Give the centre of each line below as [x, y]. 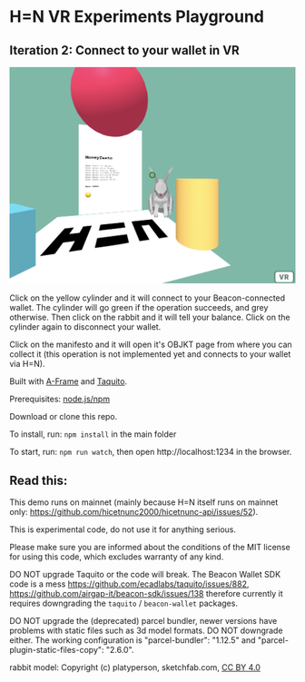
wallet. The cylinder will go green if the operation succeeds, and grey [139, 308]
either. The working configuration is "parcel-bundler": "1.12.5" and [133, 640]
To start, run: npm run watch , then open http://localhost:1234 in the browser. [151, 452]
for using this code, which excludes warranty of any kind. [117, 557]
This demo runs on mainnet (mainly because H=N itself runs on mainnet [144, 502]
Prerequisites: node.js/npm [60, 399]
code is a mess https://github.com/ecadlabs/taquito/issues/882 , [129, 584]
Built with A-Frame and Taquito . [69, 381]
